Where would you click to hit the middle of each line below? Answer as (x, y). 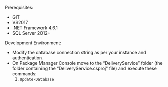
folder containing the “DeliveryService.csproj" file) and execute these (85, 68)
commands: (24, 74)
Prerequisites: (19, 7)
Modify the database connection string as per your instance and (79, 53)
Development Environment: (33, 43)
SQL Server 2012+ (31, 33)
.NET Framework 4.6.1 (35, 28)
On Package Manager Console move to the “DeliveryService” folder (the (87, 63)
